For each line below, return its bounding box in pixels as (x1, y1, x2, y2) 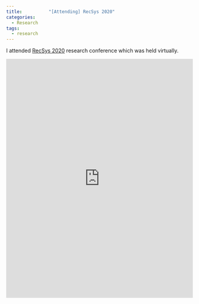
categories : (6, 14, 36, 20)
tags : (6, 25, 20, 31)
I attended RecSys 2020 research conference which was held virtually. (6, 47, 179, 54)
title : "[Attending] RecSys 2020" (6, 8, 115, 15)
